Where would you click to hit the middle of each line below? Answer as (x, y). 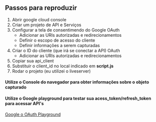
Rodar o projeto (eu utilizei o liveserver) (51, 71)
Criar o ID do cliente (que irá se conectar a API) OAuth (66, 50)
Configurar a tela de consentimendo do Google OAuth (66, 30)
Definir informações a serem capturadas (60, 45)
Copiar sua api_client (33, 61)
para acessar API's (24, 103)
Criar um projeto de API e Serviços (47, 25)
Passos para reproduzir (41, 8)
